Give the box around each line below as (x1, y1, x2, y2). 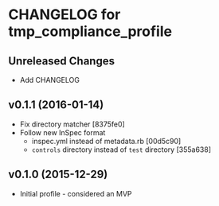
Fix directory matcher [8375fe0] (19, 119, 125, 129)
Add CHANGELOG (19, 76, 80, 84)
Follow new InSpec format (19, 127, 106, 137)
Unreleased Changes (8, 54, 115, 68)
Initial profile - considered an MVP (19, 189, 133, 198)
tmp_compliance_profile (8, 22, 173, 41)
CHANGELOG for (8, 6, 121, 24)
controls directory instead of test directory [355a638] (31, 145, 211, 154)
